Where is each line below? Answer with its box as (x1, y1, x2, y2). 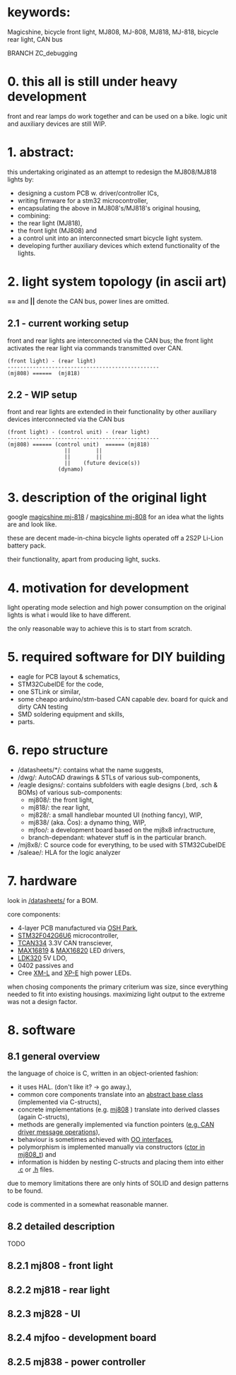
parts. (17, 718, 35, 726)
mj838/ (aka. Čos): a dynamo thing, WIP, (28, 818, 146, 827)
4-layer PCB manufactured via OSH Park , (17, 923, 138, 933)
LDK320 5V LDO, (17, 954, 68, 962)
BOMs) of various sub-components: (17, 789, 122, 797)
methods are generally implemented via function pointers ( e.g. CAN (17, 1121, 214, 1129)
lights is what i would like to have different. (7, 610, 131, 619)
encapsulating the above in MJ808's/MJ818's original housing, (17, 203, 201, 212)
